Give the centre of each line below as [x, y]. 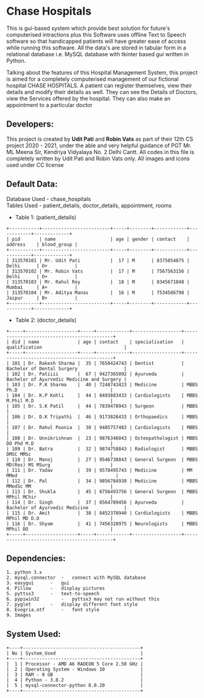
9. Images [19, 615]
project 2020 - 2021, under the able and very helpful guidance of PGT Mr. [99, 145]
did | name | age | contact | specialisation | [98, 342]
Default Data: [32, 184]
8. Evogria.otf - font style [53, 610]
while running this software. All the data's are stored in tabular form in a [96, 48]
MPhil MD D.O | [60, 518]
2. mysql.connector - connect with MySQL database [76, 578]
